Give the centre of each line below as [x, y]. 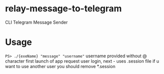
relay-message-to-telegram [64, 9]
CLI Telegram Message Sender [36, 22]
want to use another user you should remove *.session [60, 66]
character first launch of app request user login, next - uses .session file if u [82, 61]
